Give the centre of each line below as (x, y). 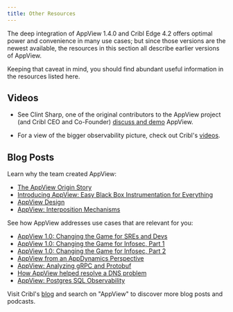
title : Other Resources (42, 14)
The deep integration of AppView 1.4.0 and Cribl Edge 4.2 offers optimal (110, 33)
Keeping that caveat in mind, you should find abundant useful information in (115, 69)
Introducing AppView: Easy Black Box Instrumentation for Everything (115, 195)
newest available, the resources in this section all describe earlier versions (113, 48)
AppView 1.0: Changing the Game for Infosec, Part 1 (91, 244)
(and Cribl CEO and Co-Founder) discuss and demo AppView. (105, 122)
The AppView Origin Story (54, 187)
